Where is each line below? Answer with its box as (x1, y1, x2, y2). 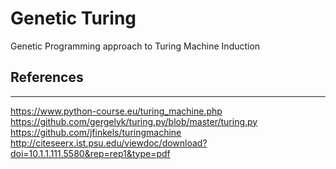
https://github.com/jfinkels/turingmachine (10, 126, 182, 138)
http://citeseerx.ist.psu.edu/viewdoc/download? (10, 137, 208, 149)
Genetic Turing (10, 7, 137, 30)
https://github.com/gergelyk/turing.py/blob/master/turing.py (10, 115, 258, 127)
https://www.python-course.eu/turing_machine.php (10, 105, 223, 117)
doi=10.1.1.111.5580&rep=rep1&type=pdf (10, 147, 171, 159)
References (10, 69, 84, 86)
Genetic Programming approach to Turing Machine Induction (10, 40, 261, 52)
